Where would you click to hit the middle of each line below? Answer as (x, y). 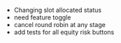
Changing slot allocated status (58, 10)
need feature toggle (42, 17)
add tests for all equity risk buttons (64, 32)
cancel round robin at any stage (60, 25)
